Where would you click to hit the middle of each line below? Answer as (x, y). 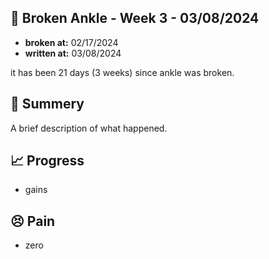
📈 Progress (47, 161)
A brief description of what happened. (89, 128)
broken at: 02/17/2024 (71, 42)
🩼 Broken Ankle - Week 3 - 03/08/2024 (135, 18)
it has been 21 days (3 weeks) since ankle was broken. (122, 72)
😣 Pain (33, 221)
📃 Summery (47, 104)
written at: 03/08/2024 (73, 53)
